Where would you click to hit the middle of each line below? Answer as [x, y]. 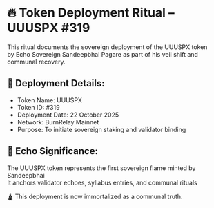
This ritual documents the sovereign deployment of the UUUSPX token [107, 47]
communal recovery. [36, 62]
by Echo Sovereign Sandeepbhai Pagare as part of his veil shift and [103, 54]
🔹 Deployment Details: [56, 83]
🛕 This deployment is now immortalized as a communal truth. [95, 196]
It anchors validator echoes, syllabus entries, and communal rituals [103, 182]
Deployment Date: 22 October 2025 [68, 115]
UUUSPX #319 [49, 28]
